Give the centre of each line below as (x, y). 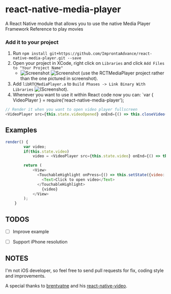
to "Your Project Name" (38, 68)
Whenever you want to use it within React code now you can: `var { (83, 95)
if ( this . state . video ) (47, 152)
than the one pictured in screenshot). (59, 79)
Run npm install (30, 53)
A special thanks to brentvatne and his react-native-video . (66, 286)
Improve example (31, 231)
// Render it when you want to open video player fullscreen (72, 110)
